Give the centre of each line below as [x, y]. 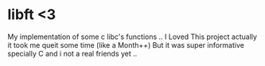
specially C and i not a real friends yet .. [72, 53]
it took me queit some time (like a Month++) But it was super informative [126, 45]
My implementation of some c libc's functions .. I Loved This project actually [132, 37]
